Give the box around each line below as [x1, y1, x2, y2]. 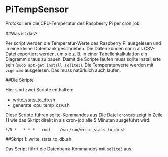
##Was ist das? [5, 30, 38, 36]
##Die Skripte [5, 77, 34, 83]
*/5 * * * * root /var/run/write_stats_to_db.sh [5, 127, 126, 132]
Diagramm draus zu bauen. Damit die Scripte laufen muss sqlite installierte [5, 56, 161, 62]
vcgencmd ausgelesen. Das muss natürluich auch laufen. [5, 67, 121, 73]
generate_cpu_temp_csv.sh [12, 102, 70, 108]
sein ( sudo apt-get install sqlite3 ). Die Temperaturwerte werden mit [5, 61, 154, 68]
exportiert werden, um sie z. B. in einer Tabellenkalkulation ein [17, 51, 147, 57]
